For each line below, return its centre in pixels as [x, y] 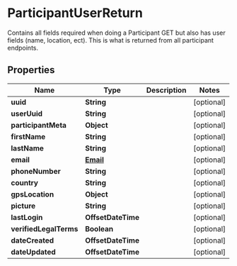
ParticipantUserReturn [75, 13]
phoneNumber [36, 171]
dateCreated [33, 240]
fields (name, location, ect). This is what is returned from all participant [111, 40]
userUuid [27, 113]
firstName [28, 136]
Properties [31, 70]
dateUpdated [34, 252]
